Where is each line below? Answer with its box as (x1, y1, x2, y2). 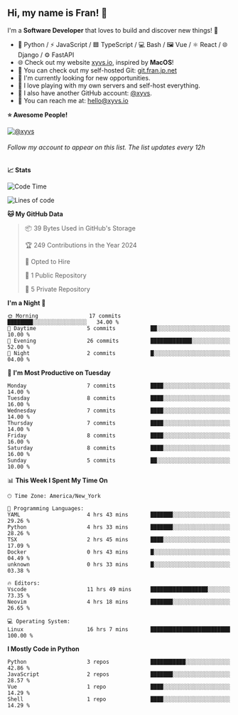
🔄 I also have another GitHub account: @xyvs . (17, 88, 153, 97)
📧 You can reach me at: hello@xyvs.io (17, 96, 129, 105)
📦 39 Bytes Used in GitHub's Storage (24, 224, 136, 233)
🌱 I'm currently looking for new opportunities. (17, 73, 151, 82)
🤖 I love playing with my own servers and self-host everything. (17, 81, 200, 90)
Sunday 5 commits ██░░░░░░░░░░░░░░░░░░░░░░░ (7, 457, 231, 465)
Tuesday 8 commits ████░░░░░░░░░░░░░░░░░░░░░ (7, 395, 231, 402)
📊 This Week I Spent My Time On (7, 476, 108, 484)
